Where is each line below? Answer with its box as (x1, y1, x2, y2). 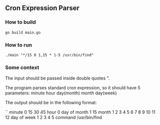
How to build (5, 19, 36, 26)
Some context (5, 64, 40, 71)
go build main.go (5, 30, 41, 35)
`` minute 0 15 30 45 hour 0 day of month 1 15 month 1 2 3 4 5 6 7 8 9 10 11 (5, 109, 156, 115)
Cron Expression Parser (5, 4, 80, 12)
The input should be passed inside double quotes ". (5, 75, 110, 81)
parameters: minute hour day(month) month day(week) (5, 90, 117, 96)
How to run (5, 42, 32, 48)
